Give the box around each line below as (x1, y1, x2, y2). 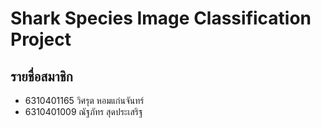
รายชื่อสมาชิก (10, 68, 73, 85)
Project (10, 28, 72, 51)
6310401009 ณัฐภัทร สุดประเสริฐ (24, 106, 143, 117)
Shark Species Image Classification (10, 7, 312, 30)
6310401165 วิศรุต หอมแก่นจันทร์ (24, 95, 145, 106)
